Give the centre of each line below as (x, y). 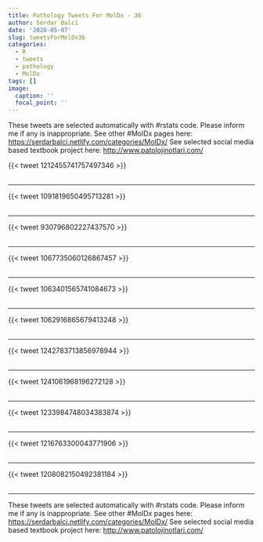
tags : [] (22, 81)
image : (19, 88)
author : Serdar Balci (43, 23)
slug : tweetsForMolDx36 (47, 37)
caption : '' (35, 96)
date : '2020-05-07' (40, 30)
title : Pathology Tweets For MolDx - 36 (75, 15)
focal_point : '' (41, 103)
